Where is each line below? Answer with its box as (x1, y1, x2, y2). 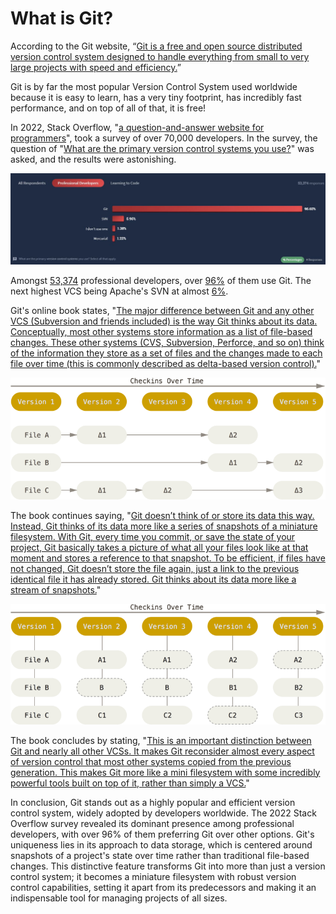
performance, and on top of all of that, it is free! (10, 102, 207, 114)
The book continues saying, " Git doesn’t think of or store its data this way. (10, 510, 315, 522)
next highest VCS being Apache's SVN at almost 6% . (10, 285, 229, 297)
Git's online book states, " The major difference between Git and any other (10, 305, 315, 317)
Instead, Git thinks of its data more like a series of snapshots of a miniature (10, 520, 318, 532)
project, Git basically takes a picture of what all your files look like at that (10, 542, 309, 554)
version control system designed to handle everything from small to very (10, 50, 310, 62)
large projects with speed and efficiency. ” (10, 61, 182, 73)
